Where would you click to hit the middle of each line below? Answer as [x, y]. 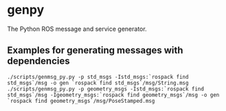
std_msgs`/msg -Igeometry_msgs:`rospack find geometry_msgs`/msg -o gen [113, 95]
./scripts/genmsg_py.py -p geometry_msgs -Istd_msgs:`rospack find [106, 89]
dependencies [38, 61]
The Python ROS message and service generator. [77, 29]
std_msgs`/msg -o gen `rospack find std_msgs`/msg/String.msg [98, 83]
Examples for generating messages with [95, 50]
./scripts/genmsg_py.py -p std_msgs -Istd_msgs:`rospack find [98, 77]
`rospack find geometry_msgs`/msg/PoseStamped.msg [81, 101]
